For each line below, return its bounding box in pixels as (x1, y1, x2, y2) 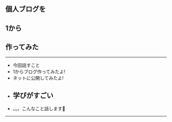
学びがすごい (12, 91, 54, 100)
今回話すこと (12, 62, 40, 68)
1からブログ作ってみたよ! (12, 68, 66, 75)
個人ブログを (5, 5, 46, 14)
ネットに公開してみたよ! (12, 75, 64, 81)
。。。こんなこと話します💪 (12, 106, 66, 112)
